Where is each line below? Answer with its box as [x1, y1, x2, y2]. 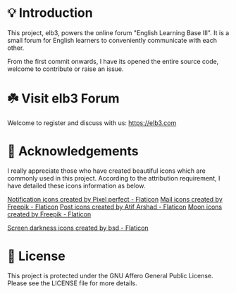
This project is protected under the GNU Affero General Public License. [7, 271, 213, 280]
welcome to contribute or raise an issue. [7, 65, 125, 73]
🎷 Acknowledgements [7, 143, 139, 159]
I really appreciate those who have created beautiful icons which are [7, 167, 206, 175]
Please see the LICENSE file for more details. [7, 279, 137, 287]
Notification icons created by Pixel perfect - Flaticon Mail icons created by [7, 195, 223, 203]
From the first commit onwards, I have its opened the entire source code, [7, 57, 219, 65]
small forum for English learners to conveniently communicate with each [7, 36, 217, 44]
